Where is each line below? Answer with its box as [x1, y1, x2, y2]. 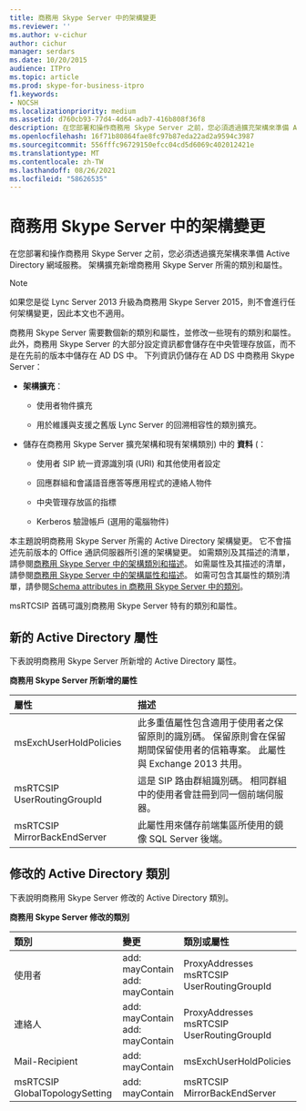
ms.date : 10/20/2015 [9, 56, 88, 65]
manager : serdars [9, 47, 76, 56]
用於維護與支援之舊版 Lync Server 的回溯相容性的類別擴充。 [36, 420, 262, 431]
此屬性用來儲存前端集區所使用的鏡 [138, 819, 284, 831]
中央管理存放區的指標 [36, 497, 117, 508]
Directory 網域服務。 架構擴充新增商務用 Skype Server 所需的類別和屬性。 [9, 260, 288, 270]
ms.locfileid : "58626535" [9, 174, 107, 183]
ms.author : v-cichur [9, 30, 88, 39]
